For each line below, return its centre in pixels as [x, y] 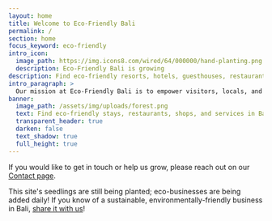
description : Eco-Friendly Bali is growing [90, 69]
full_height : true [47, 144]
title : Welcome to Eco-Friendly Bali [72, 23]
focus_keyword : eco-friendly [57, 46]
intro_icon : [28, 53]
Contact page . [32, 176]
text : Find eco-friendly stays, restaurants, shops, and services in [135, 114]
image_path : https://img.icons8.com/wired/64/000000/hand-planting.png [139, 62]
